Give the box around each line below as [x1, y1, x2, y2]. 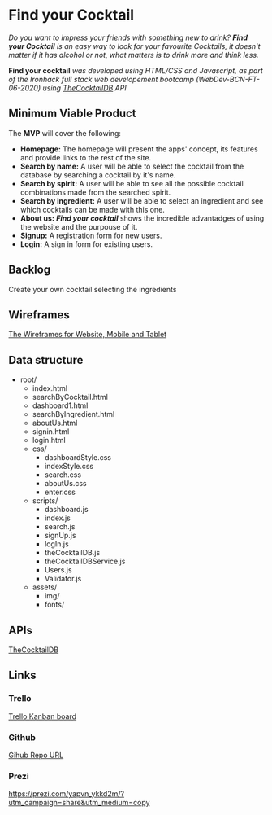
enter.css [44, 487, 76, 497]
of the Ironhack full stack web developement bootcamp [8, 74, 195, 84]
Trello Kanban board [8, 711, 77, 721]
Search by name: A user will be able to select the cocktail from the [19, 161, 244, 171]
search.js [44, 522, 76, 532]
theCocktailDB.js [44, 548, 101, 558]
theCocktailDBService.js [44, 556, 126, 567]
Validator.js [44, 574, 82, 584]
